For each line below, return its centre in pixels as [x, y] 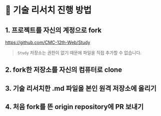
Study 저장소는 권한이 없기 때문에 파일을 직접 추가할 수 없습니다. [80, 53]
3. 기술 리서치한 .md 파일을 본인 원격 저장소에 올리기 [81, 88]
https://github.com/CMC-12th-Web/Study [48, 42]
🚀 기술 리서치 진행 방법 [48, 10]
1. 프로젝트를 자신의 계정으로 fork [53, 30]
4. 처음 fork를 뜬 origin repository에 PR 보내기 [74, 107]
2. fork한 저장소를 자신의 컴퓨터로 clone [64, 70]
